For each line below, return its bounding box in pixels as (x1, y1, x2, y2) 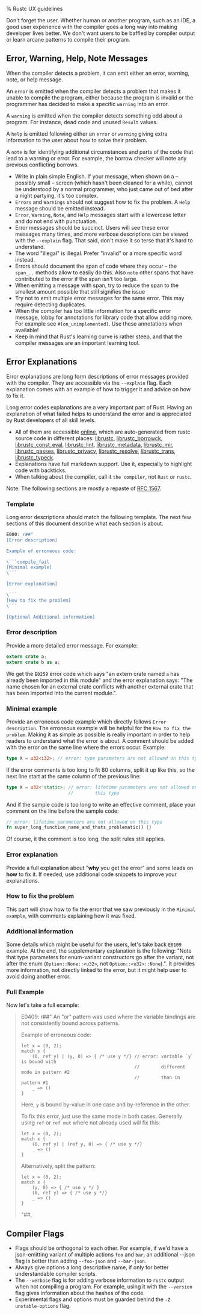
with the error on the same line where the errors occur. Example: (6, 743, 167, 751)
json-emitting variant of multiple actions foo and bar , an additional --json (14, 1251, 195, 1258)
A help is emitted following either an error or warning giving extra (6, 130, 168, 137)
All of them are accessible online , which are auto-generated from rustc (14, 428, 191, 435)
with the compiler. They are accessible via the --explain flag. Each (6, 379, 172, 386)
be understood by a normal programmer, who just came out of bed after (14, 185, 194, 192)
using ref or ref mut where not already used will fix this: (20, 1119, 161, 1126)
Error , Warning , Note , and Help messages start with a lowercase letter (14, 211, 186, 218)
